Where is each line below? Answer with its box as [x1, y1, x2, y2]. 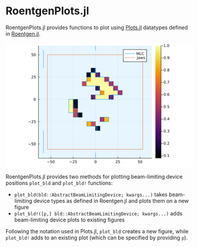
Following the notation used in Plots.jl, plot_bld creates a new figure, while [5, 227, 188, 235]
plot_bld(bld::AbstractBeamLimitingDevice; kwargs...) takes [14, 190, 168, 198]
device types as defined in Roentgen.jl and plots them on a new [33, 197, 189, 204]
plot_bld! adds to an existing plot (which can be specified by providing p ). [5, 234, 188, 241]
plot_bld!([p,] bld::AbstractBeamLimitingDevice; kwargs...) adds [14, 210, 183, 217]
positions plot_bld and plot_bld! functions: [5, 179, 113, 186]
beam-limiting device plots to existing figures [14, 216, 125, 223]
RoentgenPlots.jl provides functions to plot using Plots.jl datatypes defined [5, 24, 188, 31]
